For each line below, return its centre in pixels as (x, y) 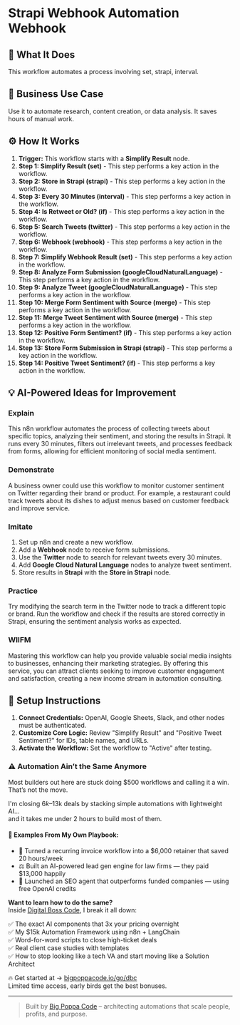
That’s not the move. (38, 790)
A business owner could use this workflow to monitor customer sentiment (116, 485)
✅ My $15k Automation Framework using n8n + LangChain (94, 932)
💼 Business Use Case (56, 94)
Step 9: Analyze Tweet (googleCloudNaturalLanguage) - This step (118, 287)
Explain (21, 413)
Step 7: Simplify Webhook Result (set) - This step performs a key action (125, 257)
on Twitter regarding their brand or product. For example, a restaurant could (119, 493)
